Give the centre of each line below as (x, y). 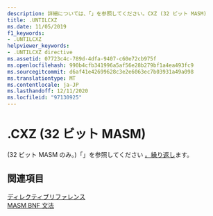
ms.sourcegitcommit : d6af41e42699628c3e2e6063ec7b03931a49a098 (101, 72)
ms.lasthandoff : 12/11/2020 (48, 91)
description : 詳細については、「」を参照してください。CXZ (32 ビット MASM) (107, 14)
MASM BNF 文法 (31, 205)
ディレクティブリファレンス (46, 197)
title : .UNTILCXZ (32, 20)
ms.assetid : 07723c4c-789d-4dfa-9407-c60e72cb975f (82, 59)
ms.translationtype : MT (42, 78)
